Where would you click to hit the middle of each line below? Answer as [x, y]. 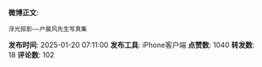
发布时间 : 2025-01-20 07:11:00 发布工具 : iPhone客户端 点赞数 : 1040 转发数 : [131, 45]
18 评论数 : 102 [31, 55]
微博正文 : [24, 12]
